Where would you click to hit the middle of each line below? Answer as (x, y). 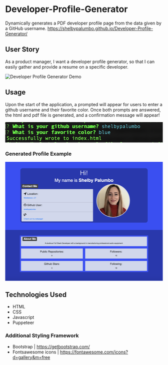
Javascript (23, 317)
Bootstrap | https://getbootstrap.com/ (51, 346)
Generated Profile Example (38, 154)
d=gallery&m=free (31, 357)
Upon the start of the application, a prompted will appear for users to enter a (84, 104)
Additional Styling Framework (42, 335)
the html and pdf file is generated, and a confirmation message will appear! (82, 115)
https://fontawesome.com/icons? (94, 352)
